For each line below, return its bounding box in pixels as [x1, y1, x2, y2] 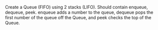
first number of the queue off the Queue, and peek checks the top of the [5, 15, 152, 20]
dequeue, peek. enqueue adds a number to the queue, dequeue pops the [5, 9, 154, 15]
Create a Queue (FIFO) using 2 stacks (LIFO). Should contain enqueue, [5, 4, 148, 10]
